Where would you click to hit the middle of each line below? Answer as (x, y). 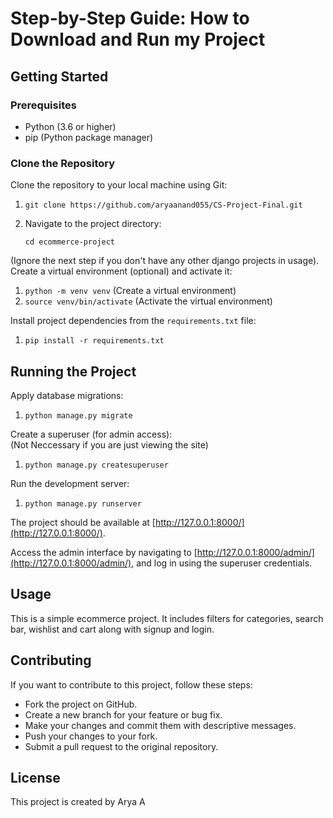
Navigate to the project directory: (93, 224)
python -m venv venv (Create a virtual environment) (130, 291)
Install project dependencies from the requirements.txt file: (133, 321)
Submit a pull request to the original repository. (121, 746)
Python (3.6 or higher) (70, 126)
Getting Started (59, 76)
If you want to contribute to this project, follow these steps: (131, 684)
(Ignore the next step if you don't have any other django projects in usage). (165, 261)
